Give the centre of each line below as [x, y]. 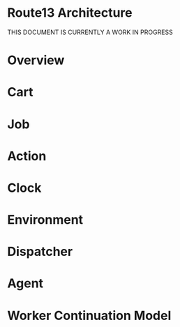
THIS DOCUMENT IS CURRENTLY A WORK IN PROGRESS [90, 32]
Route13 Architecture [70, 13]
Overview [36, 60]
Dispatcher [40, 252]
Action [27, 156]
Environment [45, 220]
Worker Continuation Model [89, 315]
